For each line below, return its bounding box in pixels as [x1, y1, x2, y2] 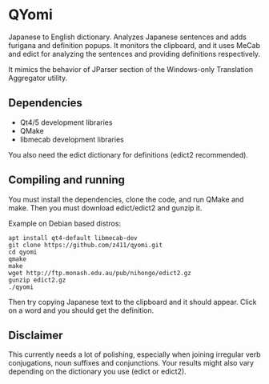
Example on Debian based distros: [8, 218, 122, 228]
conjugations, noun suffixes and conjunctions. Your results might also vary [8, 358, 255, 368]
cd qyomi [8, 248, 38, 256]
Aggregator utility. [8, 73, 68, 82]
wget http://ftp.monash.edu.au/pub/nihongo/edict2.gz [8, 269, 192, 277]
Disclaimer [8, 328, 63, 342]
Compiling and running [8, 174, 126, 187]
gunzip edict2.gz [8, 276, 66, 284]
